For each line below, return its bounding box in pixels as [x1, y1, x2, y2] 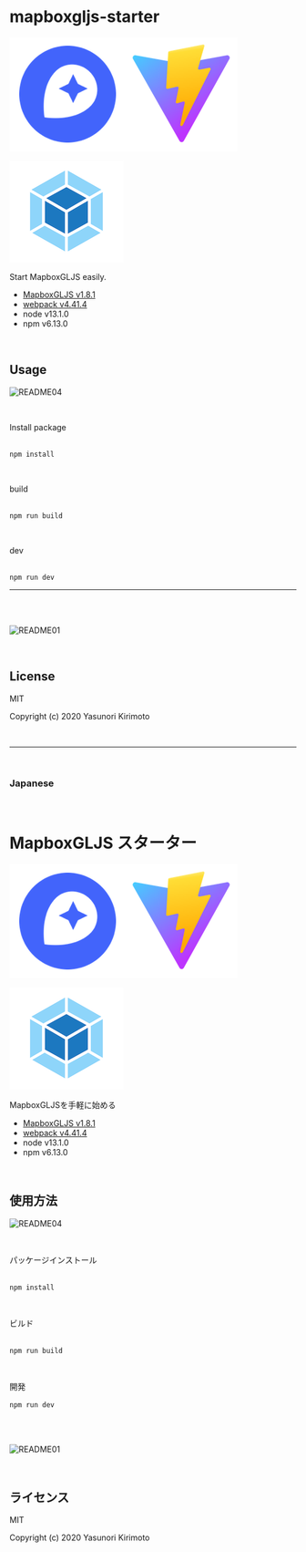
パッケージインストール [9, 1254, 97, 1265]
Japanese [9, 777, 55, 790]
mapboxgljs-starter [9, 6, 160, 27]
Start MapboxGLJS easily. [9, 271, 107, 282]
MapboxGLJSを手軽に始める [9, 1099, 117, 1110]
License [9, 668, 56, 685]
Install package [9, 421, 66, 432]
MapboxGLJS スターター [9, 833, 198, 854]
